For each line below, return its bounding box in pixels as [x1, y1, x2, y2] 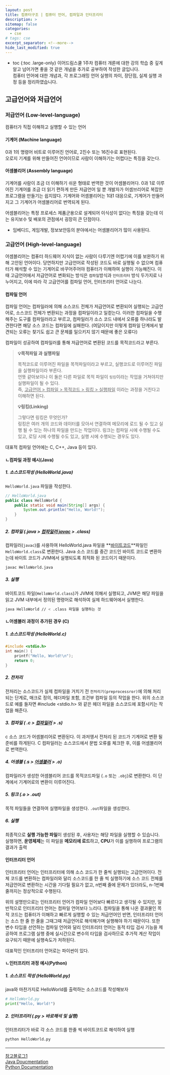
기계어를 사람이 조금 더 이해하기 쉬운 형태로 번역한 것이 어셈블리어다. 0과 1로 [5, 180, 156, 186]
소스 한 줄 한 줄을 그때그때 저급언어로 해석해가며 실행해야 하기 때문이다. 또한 [10, 918, 160, 924]
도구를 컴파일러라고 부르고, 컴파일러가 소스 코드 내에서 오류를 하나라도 [18, 316, 157, 322]
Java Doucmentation [5, 1059, 49, 1065]
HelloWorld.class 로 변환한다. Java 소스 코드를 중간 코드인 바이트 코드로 [5, 548, 148, 554]
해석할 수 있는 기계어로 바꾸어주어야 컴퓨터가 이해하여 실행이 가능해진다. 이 [14, 266, 162, 272]
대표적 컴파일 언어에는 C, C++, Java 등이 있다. [5, 444, 98, 450]
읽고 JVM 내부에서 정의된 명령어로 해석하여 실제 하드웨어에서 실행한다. [5, 597, 145, 603]
